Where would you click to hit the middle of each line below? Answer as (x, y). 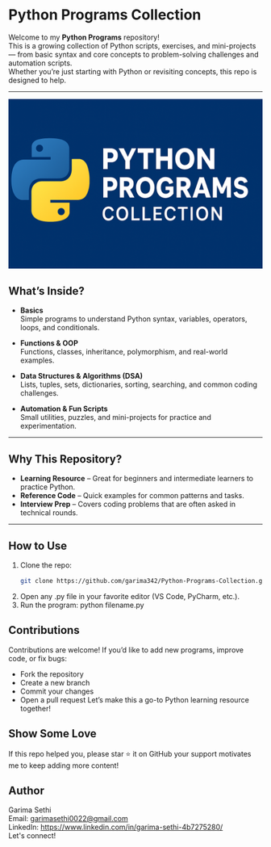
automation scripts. (40, 63)
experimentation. (48, 426)
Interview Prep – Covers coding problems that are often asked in (128, 504)
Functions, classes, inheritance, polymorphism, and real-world (124, 352)
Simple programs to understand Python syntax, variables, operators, (133, 319)
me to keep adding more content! (64, 765)
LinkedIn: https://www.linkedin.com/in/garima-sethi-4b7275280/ (116, 827)
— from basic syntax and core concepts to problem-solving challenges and (134, 54)
